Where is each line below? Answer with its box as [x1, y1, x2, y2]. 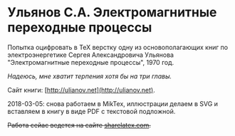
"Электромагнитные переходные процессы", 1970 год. [7, 58, 174, 66]
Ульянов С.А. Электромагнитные [7, 4, 217, 21]
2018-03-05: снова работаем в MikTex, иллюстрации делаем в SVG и [7, 99, 219, 108]
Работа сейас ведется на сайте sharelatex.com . [7, 120, 152, 129]
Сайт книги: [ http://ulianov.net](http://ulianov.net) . [7, 85, 155, 94]
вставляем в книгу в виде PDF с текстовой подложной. [7, 107, 176, 115]
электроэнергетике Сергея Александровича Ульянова [7, 51, 174, 59]
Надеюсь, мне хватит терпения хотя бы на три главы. [7, 72, 172, 80]
